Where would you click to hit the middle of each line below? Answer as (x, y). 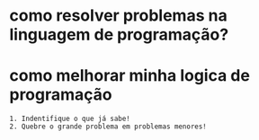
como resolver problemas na (118, 16)
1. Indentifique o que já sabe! (70, 119)
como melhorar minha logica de (129, 76)
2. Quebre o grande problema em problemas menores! (108, 127)
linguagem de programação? (119, 35)
